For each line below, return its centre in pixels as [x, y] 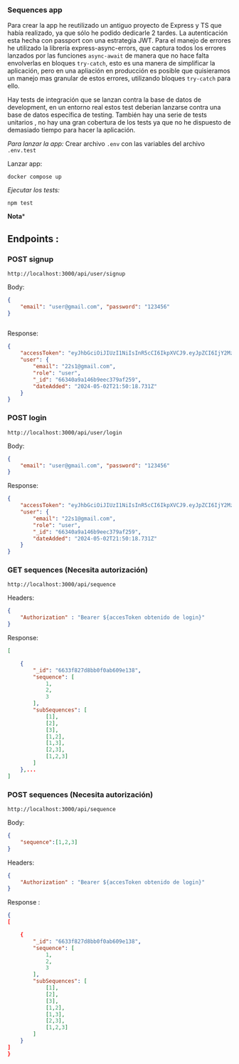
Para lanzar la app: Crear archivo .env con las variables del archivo [106, 144]
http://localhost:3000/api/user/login [65, 432]
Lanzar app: [25, 164]
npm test [20, 203]
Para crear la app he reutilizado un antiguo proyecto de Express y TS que [115, 26]
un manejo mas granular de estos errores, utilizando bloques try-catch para [119, 78]
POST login [27, 418]
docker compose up [34, 177]
